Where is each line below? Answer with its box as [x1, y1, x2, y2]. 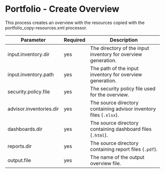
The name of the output [90, 153, 145, 160]
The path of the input [90, 65, 139, 72]
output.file [7, 157, 31, 164]
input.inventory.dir [7, 50, 50, 57]
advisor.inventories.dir [7, 105, 59, 112]
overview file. [90, 160, 121, 167]
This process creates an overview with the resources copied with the [5, 20, 145, 25]
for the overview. [90, 91, 129, 98]
